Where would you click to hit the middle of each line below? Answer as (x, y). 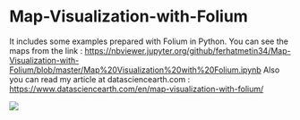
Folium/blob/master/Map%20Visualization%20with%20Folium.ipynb (135, 70)
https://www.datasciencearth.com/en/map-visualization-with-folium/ (137, 89)
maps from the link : (46, 50)
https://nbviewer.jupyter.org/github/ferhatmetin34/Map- (188, 50)
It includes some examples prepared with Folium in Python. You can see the (149, 41)
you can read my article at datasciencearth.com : (100, 79)
